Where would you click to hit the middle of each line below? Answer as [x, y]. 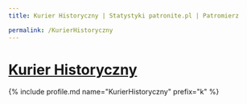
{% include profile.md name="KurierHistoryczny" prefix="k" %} [114, 92]
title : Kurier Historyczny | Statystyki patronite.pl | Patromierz [124, 16]
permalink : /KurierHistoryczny [61, 30]
